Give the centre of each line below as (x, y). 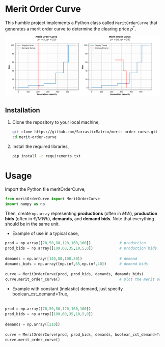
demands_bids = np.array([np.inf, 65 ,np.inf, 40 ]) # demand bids (77, 264)
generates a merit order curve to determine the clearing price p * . (71, 28)
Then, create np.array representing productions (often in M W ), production (81, 214)
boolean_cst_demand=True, (40, 294)
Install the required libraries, (41, 146)
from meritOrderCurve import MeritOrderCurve (52, 199)
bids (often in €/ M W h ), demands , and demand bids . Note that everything (80, 219)
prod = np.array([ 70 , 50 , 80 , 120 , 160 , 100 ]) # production (76, 243)
